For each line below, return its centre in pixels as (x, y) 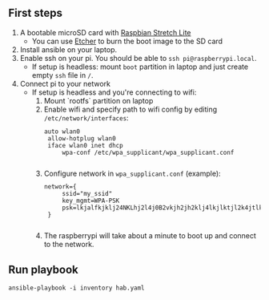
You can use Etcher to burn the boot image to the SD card (127, 41)
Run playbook (43, 269)
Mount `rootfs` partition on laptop (98, 100)
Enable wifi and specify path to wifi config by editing (130, 109)
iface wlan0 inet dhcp (85, 145)
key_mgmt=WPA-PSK (91, 201)
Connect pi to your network (65, 83)
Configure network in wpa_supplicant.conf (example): (132, 173)
